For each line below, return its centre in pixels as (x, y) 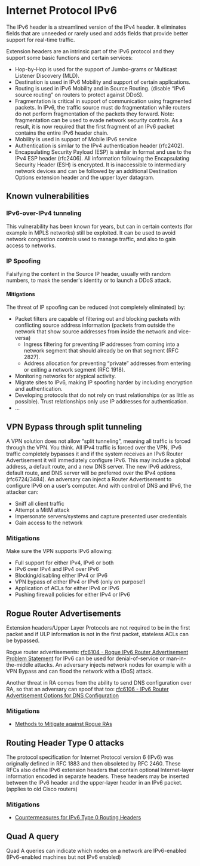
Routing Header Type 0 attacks (65, 743)
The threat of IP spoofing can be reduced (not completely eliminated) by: (96, 307)
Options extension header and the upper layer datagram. (84, 177)
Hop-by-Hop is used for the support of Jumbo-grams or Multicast (96, 69)
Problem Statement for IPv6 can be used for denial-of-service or (86, 658)
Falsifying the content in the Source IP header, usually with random (89, 274)
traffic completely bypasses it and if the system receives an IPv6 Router (95, 454)
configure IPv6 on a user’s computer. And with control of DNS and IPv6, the (99, 485)
